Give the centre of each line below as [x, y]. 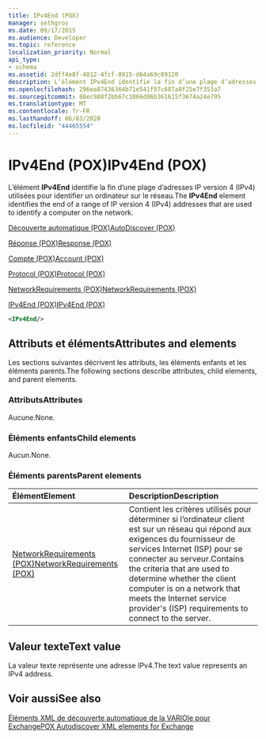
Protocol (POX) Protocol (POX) [57, 273]
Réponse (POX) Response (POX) [60, 243]
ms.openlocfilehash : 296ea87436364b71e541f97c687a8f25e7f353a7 [115, 89]
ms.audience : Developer [47, 38]
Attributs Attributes [46, 400]
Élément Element [44, 496]
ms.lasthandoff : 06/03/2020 [55, 119]
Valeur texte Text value [65, 646]
